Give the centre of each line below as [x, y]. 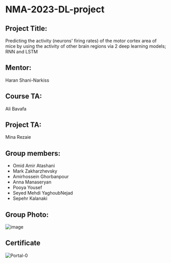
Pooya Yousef [27, 187]
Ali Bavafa [16, 108]
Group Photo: [27, 214]
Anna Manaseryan [32, 182]
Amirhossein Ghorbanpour [41, 177]
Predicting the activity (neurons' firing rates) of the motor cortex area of [81, 41]
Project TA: [24, 125]
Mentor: [18, 68]
